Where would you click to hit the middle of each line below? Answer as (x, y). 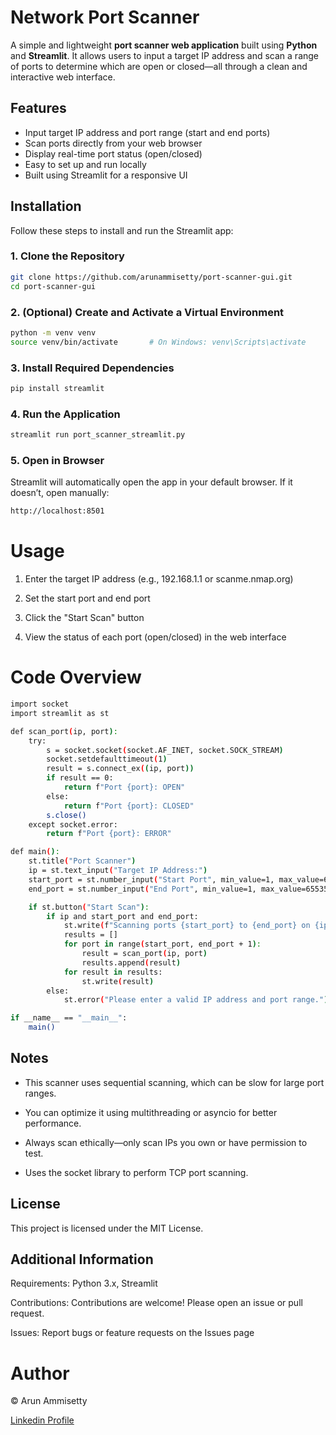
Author (40, 1373)
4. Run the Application (65, 414)
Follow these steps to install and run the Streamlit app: (122, 230)
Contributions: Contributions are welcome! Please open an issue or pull (156, 1303)
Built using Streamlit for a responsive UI (106, 175)
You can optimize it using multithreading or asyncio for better (151, 1112)
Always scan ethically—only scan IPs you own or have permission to (166, 1142)
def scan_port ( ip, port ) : (64, 731)
